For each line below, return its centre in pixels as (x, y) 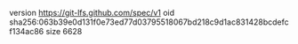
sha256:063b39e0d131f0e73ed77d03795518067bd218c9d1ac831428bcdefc (149, 22)
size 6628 (64, 31)
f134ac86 (27, 31)
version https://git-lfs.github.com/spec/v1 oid (92, 13)
